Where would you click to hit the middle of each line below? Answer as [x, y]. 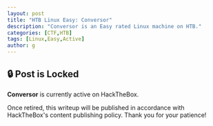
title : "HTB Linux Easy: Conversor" [60, 20]
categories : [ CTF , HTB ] [40, 33]
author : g [21, 45]
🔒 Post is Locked [43, 74]
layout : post [26, 13]
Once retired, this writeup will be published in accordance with [96, 107]
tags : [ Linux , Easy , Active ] [46, 39]
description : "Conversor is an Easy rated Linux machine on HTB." [104, 26]
